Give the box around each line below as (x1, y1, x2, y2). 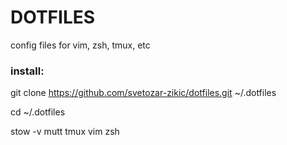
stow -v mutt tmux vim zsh (10, 126, 120, 138)
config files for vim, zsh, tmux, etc (10, 39, 151, 51)
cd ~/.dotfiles (10, 106, 66, 118)
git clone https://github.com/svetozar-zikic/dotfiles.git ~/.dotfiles (10, 87, 277, 99)
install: (10, 64, 45, 78)
